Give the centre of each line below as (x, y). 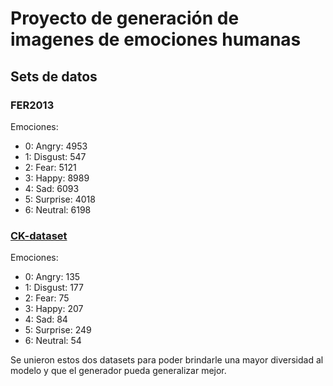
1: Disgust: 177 (54, 288)
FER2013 (32, 105)
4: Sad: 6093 (52, 188)
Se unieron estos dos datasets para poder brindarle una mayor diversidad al (167, 360)
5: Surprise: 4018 (60, 199)
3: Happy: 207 (54, 309)
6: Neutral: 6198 (58, 209)
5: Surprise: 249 (58, 330)
